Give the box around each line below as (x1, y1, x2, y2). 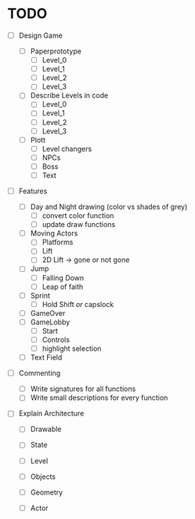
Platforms (42, 237, 74, 247)
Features (18, 186, 48, 196)
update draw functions (42, 220, 116, 229)
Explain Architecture (18, 409, 85, 418)
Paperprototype (30, 46, 81, 56)
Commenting (18, 368, 61, 378)
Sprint (30, 291, 50, 300)
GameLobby (30, 317, 70, 327)
